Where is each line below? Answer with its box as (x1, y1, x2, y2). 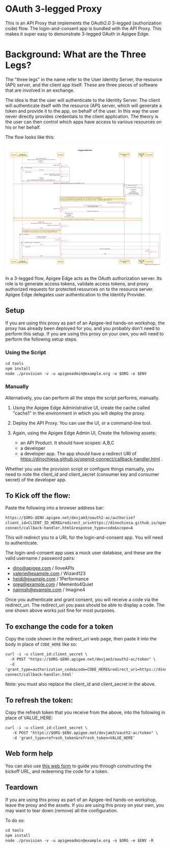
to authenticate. (5, 540, 38, 546)
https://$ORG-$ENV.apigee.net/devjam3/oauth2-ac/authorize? (5, 516, 136, 521)
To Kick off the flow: (5, 491, 71, 500)
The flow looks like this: (5, 134, 55, 140)
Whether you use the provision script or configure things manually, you (5, 466, 154, 472)
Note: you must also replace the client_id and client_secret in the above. (5, 681, 156, 687)
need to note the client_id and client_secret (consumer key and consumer (5, 471, 159, 477)
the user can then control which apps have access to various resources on (5, 118, 162, 125)
